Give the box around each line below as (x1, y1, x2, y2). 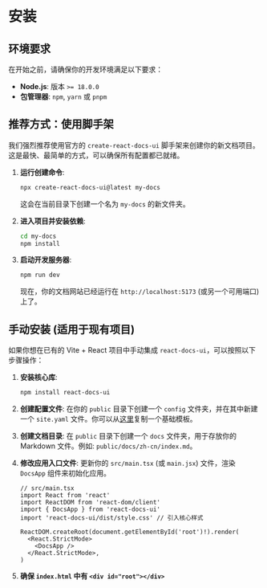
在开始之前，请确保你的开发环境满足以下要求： (8, 65, 163, 74)
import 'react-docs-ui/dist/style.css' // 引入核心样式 (19, 514, 204, 522)
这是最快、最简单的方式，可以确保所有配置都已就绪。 (8, 150, 184, 160)
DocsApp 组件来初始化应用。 (19, 468, 111, 478)
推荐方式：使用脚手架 (8, 117, 114, 131)
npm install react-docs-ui (19, 389, 111, 397)
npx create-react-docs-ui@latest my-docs (19, 183, 160, 191)
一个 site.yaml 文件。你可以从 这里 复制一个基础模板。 (19, 414, 198, 423)
